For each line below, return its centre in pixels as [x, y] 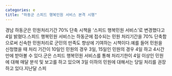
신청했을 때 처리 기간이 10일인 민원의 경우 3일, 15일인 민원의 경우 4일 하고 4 [81, 49]
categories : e [20, 10]
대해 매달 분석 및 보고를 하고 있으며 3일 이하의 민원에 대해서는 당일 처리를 [83, 62]
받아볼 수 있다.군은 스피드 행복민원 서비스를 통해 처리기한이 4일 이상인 [84, 55]
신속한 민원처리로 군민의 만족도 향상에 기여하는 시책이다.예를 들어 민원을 [91, 43]
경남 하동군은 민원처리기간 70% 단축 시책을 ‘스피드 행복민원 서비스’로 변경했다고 [85, 30]
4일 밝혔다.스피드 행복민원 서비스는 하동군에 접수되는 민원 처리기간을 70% [79, 36]
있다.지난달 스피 [30, 68]
